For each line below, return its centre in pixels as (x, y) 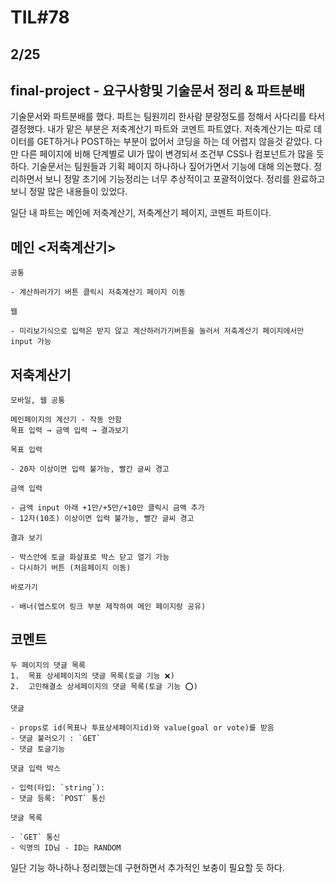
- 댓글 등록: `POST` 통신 (58, 798)
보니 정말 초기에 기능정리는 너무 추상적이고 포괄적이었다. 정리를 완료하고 (185, 179)
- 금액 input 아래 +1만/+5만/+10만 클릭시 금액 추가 (107, 508)
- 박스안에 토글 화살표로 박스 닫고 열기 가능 (90, 557)
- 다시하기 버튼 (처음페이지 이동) (71, 568)
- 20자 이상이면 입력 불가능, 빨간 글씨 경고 (90, 469)
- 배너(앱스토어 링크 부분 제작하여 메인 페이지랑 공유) (108, 607)
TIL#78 (40, 17)
